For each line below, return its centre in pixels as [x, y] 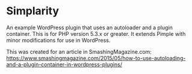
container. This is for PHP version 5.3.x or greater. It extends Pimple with [96, 33]
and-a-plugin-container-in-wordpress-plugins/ [64, 64]
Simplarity [33, 11]
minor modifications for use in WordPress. [58, 40]
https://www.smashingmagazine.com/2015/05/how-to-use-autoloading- [96, 58]
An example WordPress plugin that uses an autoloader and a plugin [90, 27]
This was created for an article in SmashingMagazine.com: [79, 51]
